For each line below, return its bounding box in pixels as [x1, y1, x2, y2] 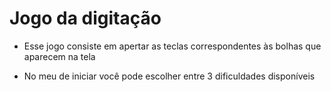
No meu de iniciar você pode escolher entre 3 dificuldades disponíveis [23, 70, 316, 82]
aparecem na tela [23, 50, 96, 62]
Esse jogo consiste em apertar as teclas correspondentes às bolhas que [23, 40, 322, 52]
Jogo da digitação [9, 7, 162, 30]
